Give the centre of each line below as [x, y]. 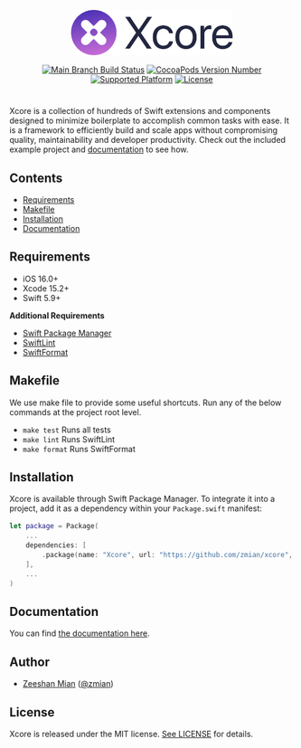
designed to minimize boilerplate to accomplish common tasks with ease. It [149, 121]
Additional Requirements [57, 315]
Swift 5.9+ [42, 298]
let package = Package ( [54, 526]
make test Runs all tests [66, 430]
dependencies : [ [56, 545]
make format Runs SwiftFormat [79, 449]
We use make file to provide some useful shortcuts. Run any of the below [146, 402]
